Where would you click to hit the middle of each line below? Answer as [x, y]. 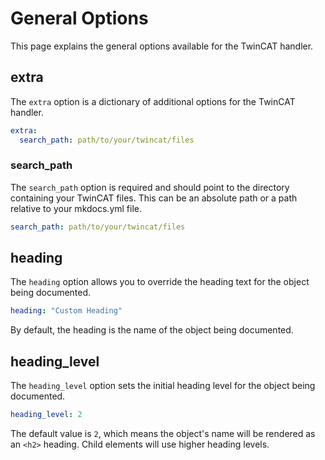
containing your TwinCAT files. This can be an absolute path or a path [154, 198]
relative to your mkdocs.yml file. [76, 208]
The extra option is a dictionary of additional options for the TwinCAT [153, 101]
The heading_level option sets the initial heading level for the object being [163, 386]
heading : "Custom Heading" [66, 311]
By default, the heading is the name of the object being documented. [152, 330]
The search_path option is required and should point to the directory [150, 187]
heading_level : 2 [46, 415]
